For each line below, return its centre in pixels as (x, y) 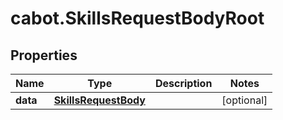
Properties (44, 55)
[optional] (244, 100)
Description (183, 83)
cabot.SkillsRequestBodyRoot (137, 18)
